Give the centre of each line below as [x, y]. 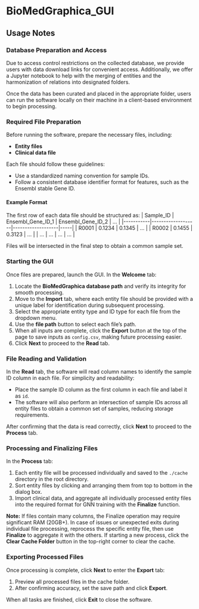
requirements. [32, 415]
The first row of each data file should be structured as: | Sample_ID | [90, 216]
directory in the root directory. [52, 479]
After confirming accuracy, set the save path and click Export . [91, 588]
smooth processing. [39, 292]
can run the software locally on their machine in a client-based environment [99, 100]
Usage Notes [31, 33]
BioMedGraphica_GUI [60, 11]
